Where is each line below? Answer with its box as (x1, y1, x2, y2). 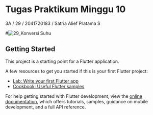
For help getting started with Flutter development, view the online (5, 93, 143, 99)
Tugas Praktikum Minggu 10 (5, 4, 126, 15)
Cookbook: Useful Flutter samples (12, 83, 85, 89)
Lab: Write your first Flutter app (12, 78, 79, 84)
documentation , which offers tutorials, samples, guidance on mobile (5, 98, 148, 104)
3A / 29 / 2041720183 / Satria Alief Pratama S (5, 20, 100, 26)
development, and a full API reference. (5, 104, 86, 110)
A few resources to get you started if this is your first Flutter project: (5, 68, 148, 74)
